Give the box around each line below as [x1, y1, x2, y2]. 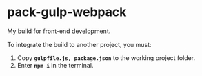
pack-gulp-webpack [7, 4, 127, 20]
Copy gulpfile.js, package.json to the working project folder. [17, 53, 195, 62]
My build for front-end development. [7, 27, 111, 35]
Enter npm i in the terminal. [17, 61, 94, 69]
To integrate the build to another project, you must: [7, 40, 152, 48]
